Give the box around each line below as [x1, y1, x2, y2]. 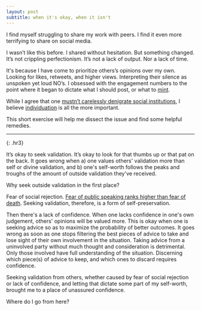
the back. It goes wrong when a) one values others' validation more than [6, 157, 185, 164]
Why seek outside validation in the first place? [6, 181, 120, 189]
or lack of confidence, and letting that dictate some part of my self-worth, [6, 280, 188, 287]
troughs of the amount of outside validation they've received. [6, 170, 157, 177]
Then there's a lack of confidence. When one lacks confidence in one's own [6, 211, 194, 218]
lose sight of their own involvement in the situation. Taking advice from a [6, 236, 185, 243]
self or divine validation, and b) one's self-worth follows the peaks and [6, 163, 180, 171]
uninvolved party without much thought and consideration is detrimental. [6, 243, 185, 250]
